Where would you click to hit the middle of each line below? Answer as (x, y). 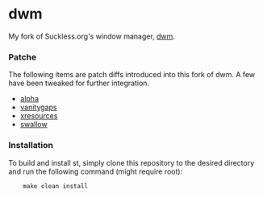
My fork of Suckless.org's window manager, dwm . (92, 36)
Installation (31, 146)
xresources (39, 116)
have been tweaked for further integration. (79, 83)
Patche (23, 57)
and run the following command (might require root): (96, 171)
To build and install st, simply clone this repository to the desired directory (131, 162)
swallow (33, 125)
